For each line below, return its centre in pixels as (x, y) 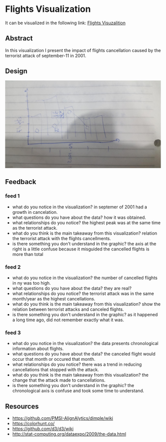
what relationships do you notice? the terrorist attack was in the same (83, 294)
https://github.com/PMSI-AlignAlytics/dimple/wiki (63, 418)
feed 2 (13, 267)
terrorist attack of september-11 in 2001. (46, 55)
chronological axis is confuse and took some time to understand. (78, 391)
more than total (28, 254)
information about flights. (38, 349)
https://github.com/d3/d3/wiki (43, 429)
